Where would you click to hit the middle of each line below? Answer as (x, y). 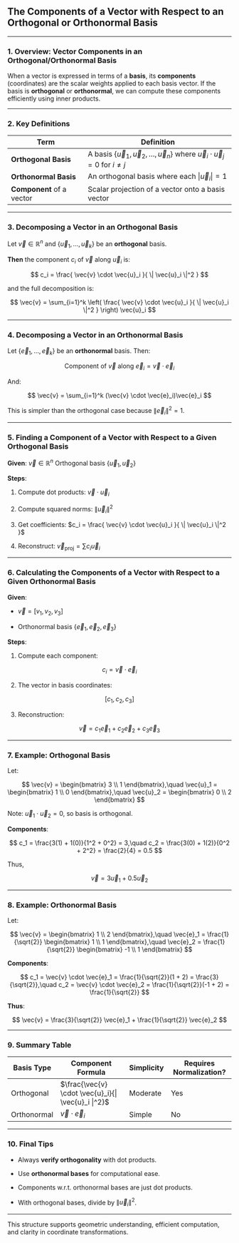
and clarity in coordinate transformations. (68, 1232)
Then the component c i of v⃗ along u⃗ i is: (69, 260)
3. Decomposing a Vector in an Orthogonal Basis (93, 227)
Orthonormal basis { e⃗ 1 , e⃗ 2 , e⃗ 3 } (67, 627)
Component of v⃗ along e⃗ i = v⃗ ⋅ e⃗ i (119, 367)
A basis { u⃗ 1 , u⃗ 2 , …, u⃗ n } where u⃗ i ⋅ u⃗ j (156, 155)
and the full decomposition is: (51, 289)
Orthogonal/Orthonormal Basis (62, 60)
